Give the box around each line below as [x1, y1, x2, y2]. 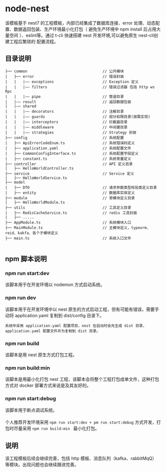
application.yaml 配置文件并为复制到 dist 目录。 [5, 329, 100, 333]
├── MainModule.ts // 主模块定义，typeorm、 [5, 225, 151, 230]
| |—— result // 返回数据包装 [5, 99, 131, 104]
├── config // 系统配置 [5, 135, 124, 140]
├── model [5, 180, 26, 185]
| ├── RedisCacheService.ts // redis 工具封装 [5, 210, 137, 215]
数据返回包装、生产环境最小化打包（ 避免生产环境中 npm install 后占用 [13, 26, 157, 32]
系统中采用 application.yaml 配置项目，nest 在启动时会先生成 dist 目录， [5, 323, 147, 328]
